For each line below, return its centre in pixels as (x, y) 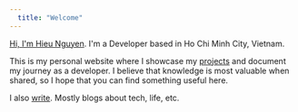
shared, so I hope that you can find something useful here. (119, 80)
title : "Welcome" (50, 18)
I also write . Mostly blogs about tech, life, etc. (94, 98)
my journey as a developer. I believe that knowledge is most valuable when (149, 70)
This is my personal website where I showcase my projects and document (148, 61)
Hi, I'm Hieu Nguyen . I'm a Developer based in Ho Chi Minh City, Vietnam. (147, 43)
